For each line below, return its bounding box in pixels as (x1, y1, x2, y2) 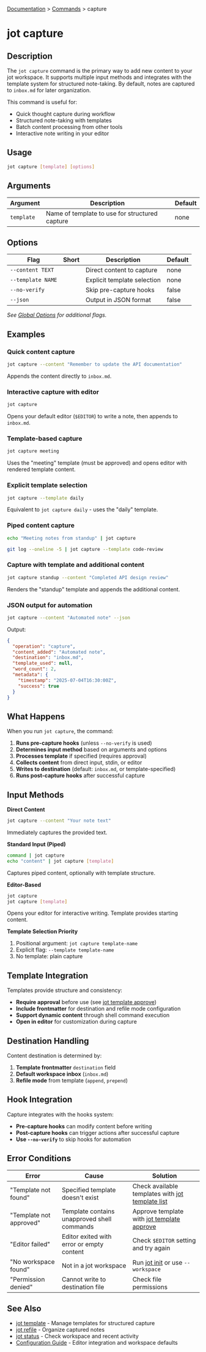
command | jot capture (7, 852, 65, 859)
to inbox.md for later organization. (7, 87, 91, 94)
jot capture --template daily (7, 495, 84, 501)
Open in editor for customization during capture (15, 1018, 137, 1025)
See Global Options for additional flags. (7, 311, 107, 319)
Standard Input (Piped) (7, 840, 66, 848)
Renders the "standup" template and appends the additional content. (7, 585, 180, 593)
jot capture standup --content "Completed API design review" (7, 574, 169, 580)
